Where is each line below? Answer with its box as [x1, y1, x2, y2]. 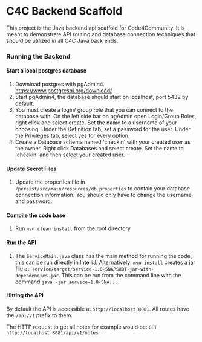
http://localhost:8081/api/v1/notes [6, 329, 99, 336]
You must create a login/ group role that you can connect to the [15, 106, 174, 114]
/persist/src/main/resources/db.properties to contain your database [15, 185, 191, 192]
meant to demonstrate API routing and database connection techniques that [6, 30, 195, 37]
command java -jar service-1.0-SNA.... [15, 278, 120, 285]
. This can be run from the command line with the [58, 271, 181, 279]
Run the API [6, 239, 36, 246]
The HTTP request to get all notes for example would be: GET [6, 323, 157, 331]
